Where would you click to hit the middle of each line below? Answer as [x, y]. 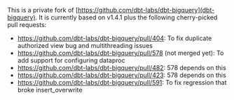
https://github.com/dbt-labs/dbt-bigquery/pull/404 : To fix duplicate [115, 38]
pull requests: [27, 25]
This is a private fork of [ [43, 10]
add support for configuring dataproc [71, 60]
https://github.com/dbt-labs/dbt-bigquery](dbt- [146, 10]
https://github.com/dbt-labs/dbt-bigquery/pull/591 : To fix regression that [122, 82]
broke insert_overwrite [50, 90]
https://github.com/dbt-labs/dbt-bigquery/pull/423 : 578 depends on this [122, 75]
